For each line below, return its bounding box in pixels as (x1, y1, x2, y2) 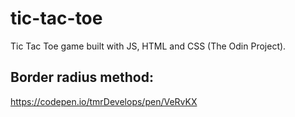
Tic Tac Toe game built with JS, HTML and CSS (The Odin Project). (10, 40, 287, 52)
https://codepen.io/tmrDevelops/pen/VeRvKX (10, 95, 198, 107)
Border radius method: (10, 69, 154, 86)
